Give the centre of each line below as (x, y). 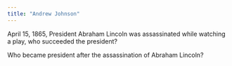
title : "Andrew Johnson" (44, 14)
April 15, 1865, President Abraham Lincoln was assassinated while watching (117, 34)
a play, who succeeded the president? (63, 41)
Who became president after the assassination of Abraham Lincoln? (105, 55)
